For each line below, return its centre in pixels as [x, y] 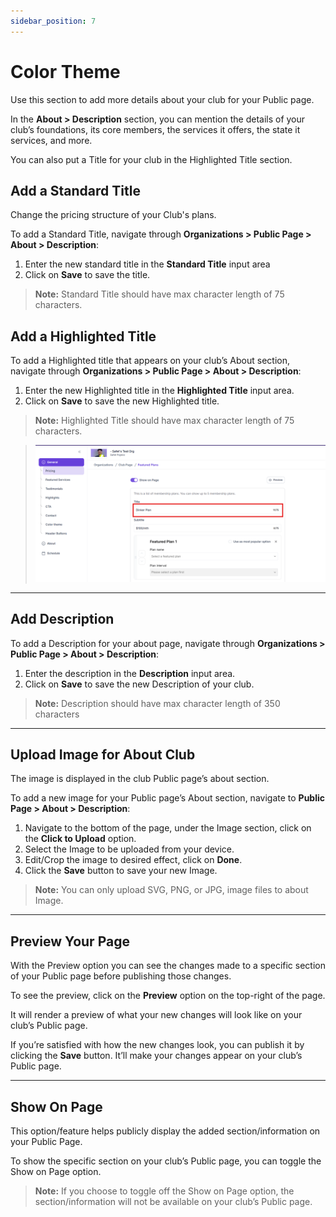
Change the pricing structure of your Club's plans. [113, 215]
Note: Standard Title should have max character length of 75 [159, 294]
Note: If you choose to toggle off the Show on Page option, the [164, 1191]
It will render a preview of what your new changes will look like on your [156, 1015]
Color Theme [65, 71]
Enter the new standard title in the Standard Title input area [147, 264]
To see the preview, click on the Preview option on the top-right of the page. [168, 996]
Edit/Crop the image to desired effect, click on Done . [133, 860]
